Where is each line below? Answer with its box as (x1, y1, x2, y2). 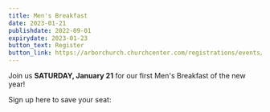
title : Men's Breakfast (8, 11, 88, 20)
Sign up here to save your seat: (8, 95, 112, 104)
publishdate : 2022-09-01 (8, 26, 92, 34)
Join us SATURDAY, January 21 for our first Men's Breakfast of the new (8, 71, 247, 80)
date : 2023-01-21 (8, 19, 67, 27)
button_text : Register (8, 42, 84, 50)
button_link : (8, 49, 52, 57)
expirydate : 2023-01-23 (8, 34, 88, 42)
